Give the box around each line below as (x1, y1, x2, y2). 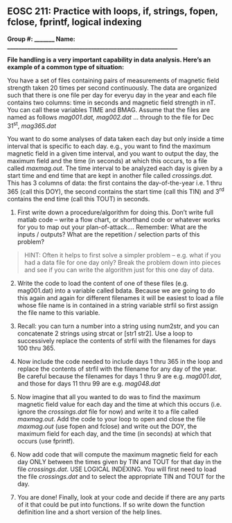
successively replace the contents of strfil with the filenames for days (17, 337, 216, 345)
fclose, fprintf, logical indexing (7, 17, 142, 28)
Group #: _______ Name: (7, 35, 75, 43)
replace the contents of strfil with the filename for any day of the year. (17, 365, 217, 373)
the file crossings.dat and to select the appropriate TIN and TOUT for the (17, 472, 225, 481)
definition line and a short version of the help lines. (17, 508, 162, 516)
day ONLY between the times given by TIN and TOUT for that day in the (17, 458, 222, 466)
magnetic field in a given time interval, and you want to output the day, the (7, 149, 219, 158)
